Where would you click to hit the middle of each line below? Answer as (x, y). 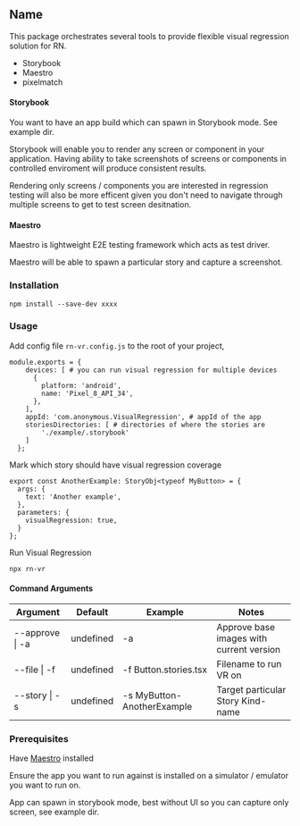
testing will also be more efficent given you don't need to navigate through (146, 195)
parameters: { (43, 512)
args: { (32, 489)
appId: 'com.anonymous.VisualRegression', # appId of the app (143, 417)
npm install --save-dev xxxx (63, 304)
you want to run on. (45, 785)
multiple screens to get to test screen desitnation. (100, 205)
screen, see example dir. (54, 812)
